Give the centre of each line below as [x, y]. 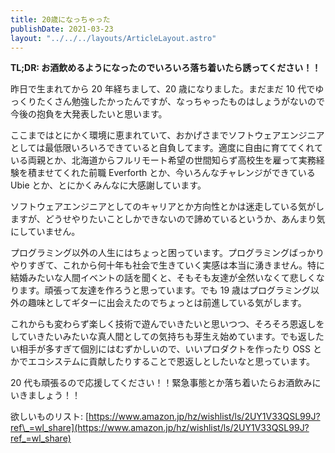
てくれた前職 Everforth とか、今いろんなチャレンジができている [184, 173]
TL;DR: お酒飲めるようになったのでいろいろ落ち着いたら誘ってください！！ [166, 68]
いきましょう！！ [45, 395]
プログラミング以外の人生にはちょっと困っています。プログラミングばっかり [167, 253]
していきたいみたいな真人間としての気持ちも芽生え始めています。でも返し [163, 337]
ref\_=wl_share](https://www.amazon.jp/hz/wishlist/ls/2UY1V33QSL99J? [160, 428]
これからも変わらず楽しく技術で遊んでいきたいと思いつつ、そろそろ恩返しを [167, 324]
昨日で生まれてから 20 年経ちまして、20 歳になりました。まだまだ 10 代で [163, 89]
